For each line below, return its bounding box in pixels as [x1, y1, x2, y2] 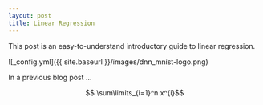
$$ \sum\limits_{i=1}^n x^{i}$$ [85, 87, 184, 97]
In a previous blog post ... [8, 72, 92, 82]
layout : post [8, 11, 52, 20]
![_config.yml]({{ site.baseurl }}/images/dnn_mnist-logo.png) [8, 57, 208, 67]
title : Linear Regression [8, 19, 95, 27]
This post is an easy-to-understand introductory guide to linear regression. [8, 41, 256, 50]
